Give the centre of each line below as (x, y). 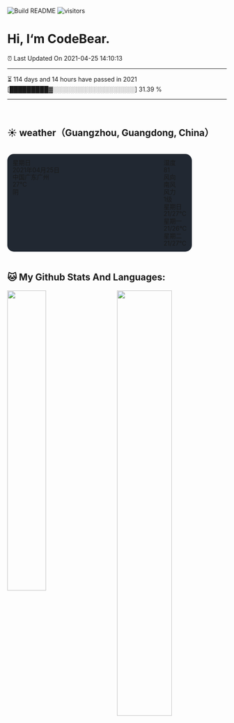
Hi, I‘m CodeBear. (58, 39)
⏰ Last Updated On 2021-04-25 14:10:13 (65, 58)
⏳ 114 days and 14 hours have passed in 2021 (72, 79)
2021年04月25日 (37, 170)
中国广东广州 (31, 177)
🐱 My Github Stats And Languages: (86, 277)
